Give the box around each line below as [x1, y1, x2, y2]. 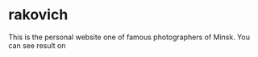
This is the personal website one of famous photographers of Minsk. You [8, 32, 250, 42]
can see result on [8, 40, 66, 50]
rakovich [8, 6, 69, 24]
